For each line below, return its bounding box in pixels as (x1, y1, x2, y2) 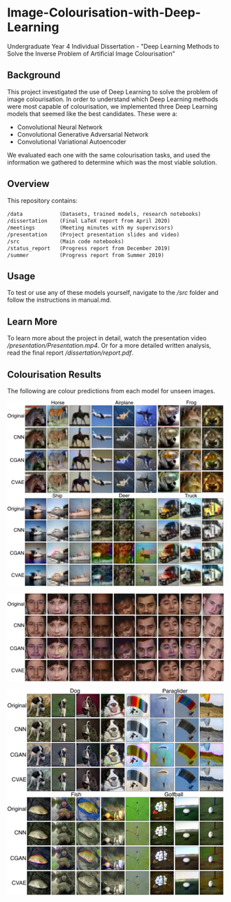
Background (7, 69, 60, 81)
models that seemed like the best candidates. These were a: (7, 109, 177, 118)
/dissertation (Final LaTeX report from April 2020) (7, 217, 170, 224)
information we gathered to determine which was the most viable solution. (7, 158, 217, 166)
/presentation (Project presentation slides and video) (7, 231, 180, 238)
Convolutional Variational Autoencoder (16, 137, 126, 146)
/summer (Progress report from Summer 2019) (7, 252, 165, 258)
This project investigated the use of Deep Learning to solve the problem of (7, 87, 219, 96)
